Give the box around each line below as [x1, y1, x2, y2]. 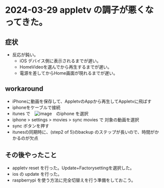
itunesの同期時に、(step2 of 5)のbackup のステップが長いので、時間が [12, 129, 155, 135]
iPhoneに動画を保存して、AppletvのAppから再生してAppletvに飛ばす [12, 98, 152, 104]
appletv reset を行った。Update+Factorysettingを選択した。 [12, 165, 135, 171]
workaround [5, 84, 44, 93]
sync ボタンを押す [12, 123, 50, 129]
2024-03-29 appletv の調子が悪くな [5, 4, 154, 16]
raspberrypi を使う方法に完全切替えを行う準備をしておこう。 [12, 177, 136, 183]
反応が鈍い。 [12, 52, 38, 57]
